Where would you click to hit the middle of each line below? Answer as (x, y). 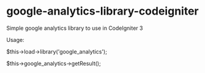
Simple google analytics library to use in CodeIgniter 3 (75, 28)
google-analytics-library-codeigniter (102, 11)
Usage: (15, 40)
